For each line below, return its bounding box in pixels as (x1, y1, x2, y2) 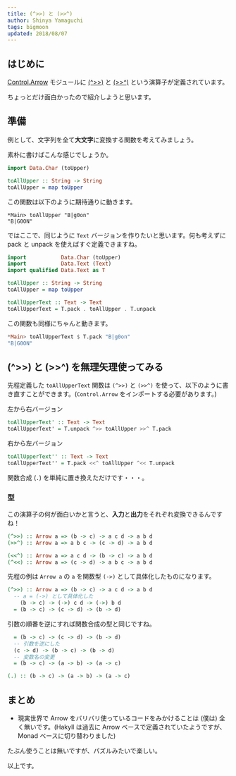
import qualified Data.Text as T (7, 267, 106, 274)
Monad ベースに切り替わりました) (17, 732, 116, 740)
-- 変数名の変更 (13, 653, 55, 660)
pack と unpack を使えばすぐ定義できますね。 (7, 240, 141, 248)
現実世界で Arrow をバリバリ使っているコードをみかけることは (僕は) (17, 714, 218, 722)
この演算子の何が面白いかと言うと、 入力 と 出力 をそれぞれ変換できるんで (7, 510, 217, 518)
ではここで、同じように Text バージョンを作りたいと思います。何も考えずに (7, 230, 227, 240)
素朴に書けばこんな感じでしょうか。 (7, 150, 113, 159)
